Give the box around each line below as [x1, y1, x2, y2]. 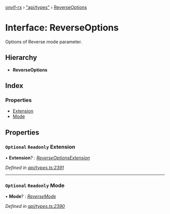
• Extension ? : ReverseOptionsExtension [5, 155, 90, 161]
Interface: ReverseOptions [5, 22, 119, 33]
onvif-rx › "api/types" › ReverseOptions [5, 5, 87, 10]
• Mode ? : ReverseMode [5, 193, 57, 199]
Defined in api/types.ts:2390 [5, 203, 65, 209]
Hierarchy [5, 53, 37, 62]
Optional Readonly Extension [5, 143, 75, 150]
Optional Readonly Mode [5, 182, 65, 189]
